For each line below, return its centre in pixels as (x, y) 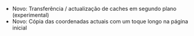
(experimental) (31, 15)
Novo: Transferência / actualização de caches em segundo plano (94, 9)
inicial (20, 28)
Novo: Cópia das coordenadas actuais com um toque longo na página (100, 21)
